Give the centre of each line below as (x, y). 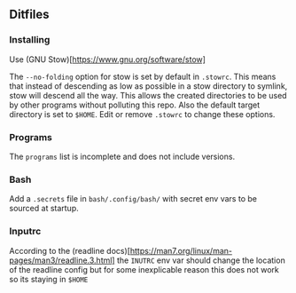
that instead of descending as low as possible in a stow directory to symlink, (148, 86)
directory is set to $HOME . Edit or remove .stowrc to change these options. (142, 114)
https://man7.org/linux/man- (181, 250)
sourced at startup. (44, 209)
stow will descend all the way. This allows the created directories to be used (148, 95)
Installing (30, 40)
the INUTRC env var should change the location (201, 260)
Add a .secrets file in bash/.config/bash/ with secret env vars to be (133, 199)
